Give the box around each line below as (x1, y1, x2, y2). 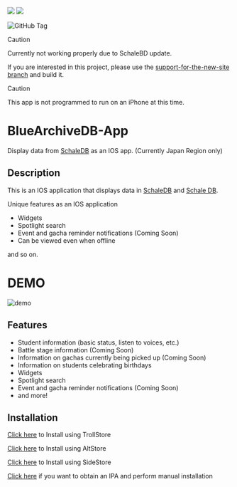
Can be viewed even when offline (17, 236, 116, 245)
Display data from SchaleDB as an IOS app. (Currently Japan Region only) (7, 146, 224, 155)
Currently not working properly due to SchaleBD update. (7, 49, 172, 57)
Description (7, 167, 60, 179)
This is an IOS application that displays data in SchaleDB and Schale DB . (7, 186, 219, 194)
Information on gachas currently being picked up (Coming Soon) (17, 353, 206, 362)
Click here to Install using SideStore (7, 458, 111, 466)
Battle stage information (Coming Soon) (17, 345, 134, 354)
